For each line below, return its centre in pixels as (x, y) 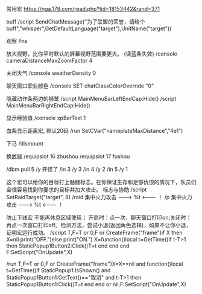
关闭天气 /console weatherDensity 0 (51, 73)
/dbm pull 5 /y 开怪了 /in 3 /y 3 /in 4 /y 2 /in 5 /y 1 (67, 169)
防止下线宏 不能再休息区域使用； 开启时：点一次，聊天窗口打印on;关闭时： (99, 217)
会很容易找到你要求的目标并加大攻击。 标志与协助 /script (77, 190)
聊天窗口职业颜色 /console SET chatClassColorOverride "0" (80, 86)
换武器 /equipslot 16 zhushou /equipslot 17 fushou (68, 156)
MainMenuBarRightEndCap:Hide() (48, 105)
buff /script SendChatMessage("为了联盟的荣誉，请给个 (76, 22)
